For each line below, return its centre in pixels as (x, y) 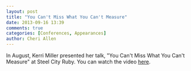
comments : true (25, 28)
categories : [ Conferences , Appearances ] (56, 33)
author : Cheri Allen (31, 39)
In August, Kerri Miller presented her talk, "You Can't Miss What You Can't (95, 55)
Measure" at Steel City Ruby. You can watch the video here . (78, 62)
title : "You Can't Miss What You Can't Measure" (67, 17)
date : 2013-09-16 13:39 (35, 22)
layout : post (22, 11)
